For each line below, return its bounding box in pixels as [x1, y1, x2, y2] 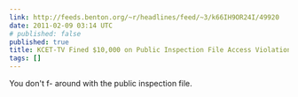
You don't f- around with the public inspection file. [9, 78, 192, 88]
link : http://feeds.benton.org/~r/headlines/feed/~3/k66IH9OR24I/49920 [9, 12, 279, 22]
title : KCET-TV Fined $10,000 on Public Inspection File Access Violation [9, 46, 292, 55]
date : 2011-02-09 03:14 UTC [9, 21, 114, 30]
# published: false [9, 29, 82, 38]
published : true [9, 37, 69, 47]
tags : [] [9, 54, 42, 63]
